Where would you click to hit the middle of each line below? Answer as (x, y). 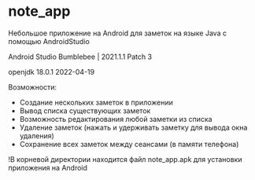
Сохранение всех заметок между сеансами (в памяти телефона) (129, 144)
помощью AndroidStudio (49, 41)
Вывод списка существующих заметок (85, 110)
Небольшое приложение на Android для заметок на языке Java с (117, 33)
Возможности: (33, 87)
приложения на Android (48, 167)
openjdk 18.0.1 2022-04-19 (52, 72)
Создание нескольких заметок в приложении (96, 102)
